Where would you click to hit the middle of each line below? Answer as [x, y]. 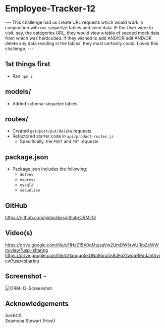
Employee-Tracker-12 [50, 9]
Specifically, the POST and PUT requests [59, 141]
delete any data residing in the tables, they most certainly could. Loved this [82, 43]
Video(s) [19, 233]
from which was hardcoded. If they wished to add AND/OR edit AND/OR [79, 38]
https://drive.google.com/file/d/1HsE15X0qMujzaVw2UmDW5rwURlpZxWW [82, 245]
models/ [18, 92]
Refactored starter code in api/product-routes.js [63, 136]
